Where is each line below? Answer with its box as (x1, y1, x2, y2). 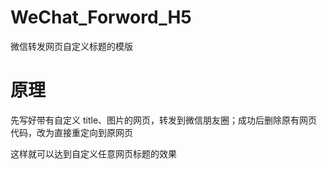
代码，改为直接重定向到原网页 (10, 126, 133, 138)
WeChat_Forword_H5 (10, 6, 192, 29)
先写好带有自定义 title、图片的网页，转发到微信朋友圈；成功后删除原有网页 (10, 114, 318, 126)
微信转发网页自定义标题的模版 (10, 40, 133, 52)
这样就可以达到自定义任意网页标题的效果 (10, 147, 177, 160)
